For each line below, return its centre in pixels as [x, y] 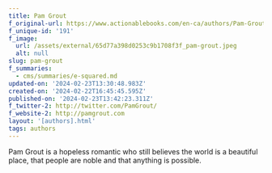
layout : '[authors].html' [52, 121]
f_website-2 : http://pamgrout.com [67, 114]
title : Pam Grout [38, 16]
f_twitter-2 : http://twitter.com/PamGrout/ [83, 106]
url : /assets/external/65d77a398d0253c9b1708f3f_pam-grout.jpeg [126, 46]
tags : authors [32, 129]
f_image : [23, 38]
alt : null [32, 53]
